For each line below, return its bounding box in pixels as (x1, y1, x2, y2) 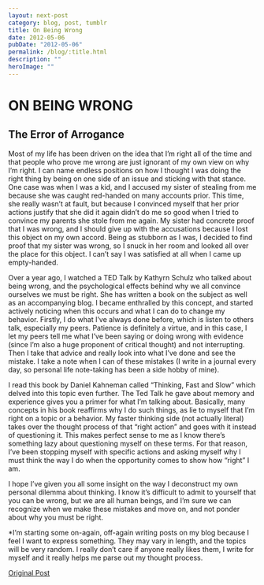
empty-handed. (8, 257, 59, 267)
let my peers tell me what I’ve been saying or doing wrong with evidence (8, 331, 244, 341)
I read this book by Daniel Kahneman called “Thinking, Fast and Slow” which (8, 380, 256, 390)
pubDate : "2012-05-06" (8, 41, 83, 49)
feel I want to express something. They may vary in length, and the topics (8, 536, 247, 546)
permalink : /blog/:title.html (8, 48, 108, 56)
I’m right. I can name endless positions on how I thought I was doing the (8, 165, 242, 175)
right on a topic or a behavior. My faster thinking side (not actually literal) (8, 413, 244, 423)
